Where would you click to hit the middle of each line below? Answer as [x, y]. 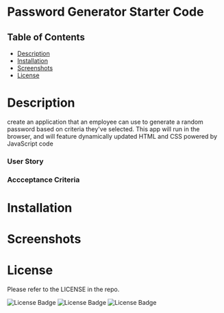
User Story [25, 161]
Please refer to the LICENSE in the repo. [63, 289]
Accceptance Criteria [43, 180]
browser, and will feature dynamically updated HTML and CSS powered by [112, 136]
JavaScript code [30, 144]
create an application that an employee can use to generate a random [105, 122]
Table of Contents [46, 37]
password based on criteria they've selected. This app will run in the [103, 129]
